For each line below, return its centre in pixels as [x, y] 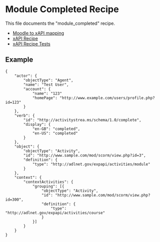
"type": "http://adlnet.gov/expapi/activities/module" [91, 164]
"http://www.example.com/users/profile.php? [107, 98]
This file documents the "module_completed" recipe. [60, 23]
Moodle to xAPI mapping [38, 33]
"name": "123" [47, 93]
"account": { [37, 89]
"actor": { [26, 76]
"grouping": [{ [48, 186]
